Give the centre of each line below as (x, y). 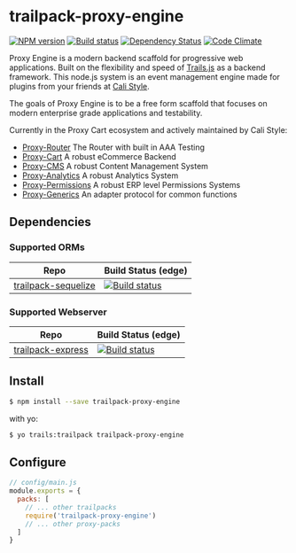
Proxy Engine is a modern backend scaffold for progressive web (126, 58)
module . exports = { (45, 491)
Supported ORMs (47, 247)
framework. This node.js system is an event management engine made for (145, 76)
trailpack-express (51, 349)
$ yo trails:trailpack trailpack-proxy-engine (97, 435)
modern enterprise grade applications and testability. (106, 113)
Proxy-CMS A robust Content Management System (115, 166)
